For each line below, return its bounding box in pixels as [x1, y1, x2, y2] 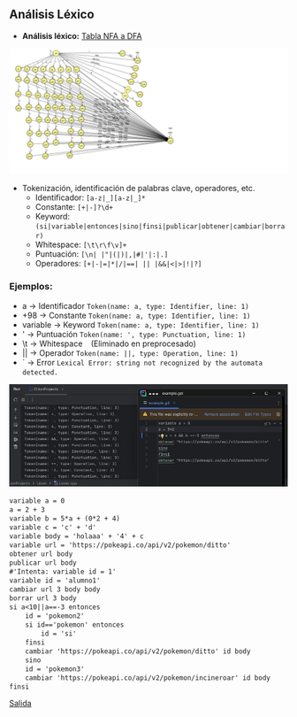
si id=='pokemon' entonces [25, 620, 125, 629]
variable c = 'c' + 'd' [9, 522, 97, 532]
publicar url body [9, 558, 77, 567]
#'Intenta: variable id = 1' [9, 567, 117, 576]
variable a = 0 [9, 496, 65, 505]
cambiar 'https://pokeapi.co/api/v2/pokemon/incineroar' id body [25, 673, 271, 682]
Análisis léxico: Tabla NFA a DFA [21, 30, 143, 41]
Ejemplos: [9, 281, 53, 293]
